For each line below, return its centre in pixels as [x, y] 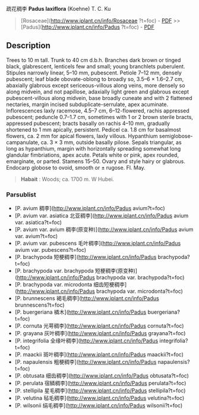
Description [28, 46]
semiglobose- [176, 136]
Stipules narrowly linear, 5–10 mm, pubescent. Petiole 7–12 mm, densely [94, 73]
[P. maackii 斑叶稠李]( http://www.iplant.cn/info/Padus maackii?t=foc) [99, 355]
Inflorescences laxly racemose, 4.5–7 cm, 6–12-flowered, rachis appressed [98, 110]
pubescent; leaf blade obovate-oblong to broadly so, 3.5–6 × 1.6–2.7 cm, [95, 79]
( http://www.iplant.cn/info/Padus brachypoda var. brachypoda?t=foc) [99, 277]
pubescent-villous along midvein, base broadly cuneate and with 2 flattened [99, 98]
